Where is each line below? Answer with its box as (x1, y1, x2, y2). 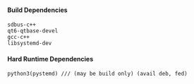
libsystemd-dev (7, 40, 52, 47)
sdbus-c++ (7, 21, 37, 28)
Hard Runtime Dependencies (7, 54, 94, 63)
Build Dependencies (7, 6, 68, 14)
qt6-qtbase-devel (7, 28, 59, 35)
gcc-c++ (7, 34, 30, 41)
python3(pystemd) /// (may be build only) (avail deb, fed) (7, 71, 188, 78)
